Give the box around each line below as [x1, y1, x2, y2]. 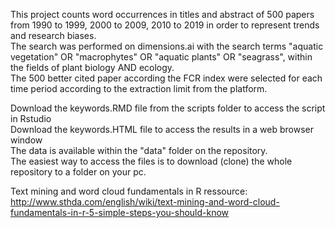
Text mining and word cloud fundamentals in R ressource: [10, 185, 248, 197]
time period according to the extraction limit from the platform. [10, 83, 268, 94]
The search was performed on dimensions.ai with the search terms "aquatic [10, 40, 324, 52]
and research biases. [10, 30, 97, 41]
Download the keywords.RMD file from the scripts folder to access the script [10, 102, 326, 114]
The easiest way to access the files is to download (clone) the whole [10, 155, 293, 167]
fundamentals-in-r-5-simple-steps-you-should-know [10, 207, 230, 218]
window [10, 134, 43, 146]
